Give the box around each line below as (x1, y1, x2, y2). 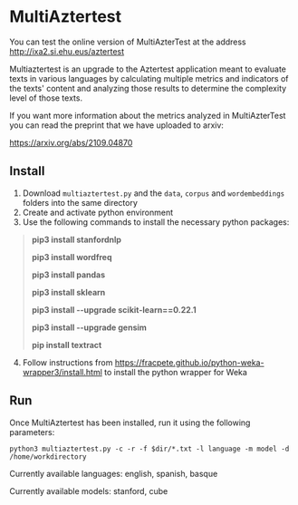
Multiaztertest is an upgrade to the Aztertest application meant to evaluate (9, 63, 287, 74)
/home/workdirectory (9, 452, 88, 461)
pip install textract (31, 339, 102, 350)
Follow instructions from (22, 356, 113, 368)
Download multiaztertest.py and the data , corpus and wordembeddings (22, 188, 285, 199)
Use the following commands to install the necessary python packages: (22, 216, 290, 228)
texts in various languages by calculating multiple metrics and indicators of (9, 73, 289, 83)
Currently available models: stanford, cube (9, 485, 168, 496)
